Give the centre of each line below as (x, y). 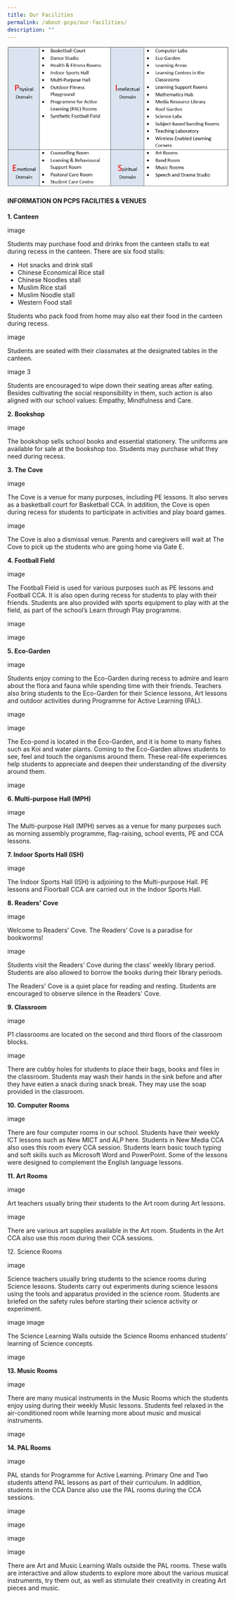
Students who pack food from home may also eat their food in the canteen (115, 316)
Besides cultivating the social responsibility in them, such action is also (110, 393)
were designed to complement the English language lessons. (96, 1162)
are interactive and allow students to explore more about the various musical (118, 1573)
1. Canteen (23, 217)
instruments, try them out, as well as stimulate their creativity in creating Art (117, 1581)
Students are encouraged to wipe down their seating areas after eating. (111, 386)
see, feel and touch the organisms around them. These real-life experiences (117, 757)
